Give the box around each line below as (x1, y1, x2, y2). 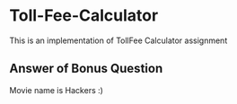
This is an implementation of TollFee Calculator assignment (9, 35, 228, 46)
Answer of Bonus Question (9, 61, 163, 76)
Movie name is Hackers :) (9, 84, 103, 95)
